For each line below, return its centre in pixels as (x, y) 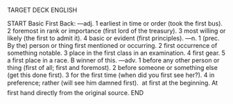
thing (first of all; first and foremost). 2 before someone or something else (113, 68)
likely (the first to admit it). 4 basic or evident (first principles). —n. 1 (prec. (113, 38)
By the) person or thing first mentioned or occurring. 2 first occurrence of (112, 45)
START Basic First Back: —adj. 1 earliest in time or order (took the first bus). (115, 23)
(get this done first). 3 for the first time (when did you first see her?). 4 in (111, 75)
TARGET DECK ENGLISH (42, 10)
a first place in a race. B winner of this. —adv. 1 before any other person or (113, 60)
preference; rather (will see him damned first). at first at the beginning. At (113, 83)
